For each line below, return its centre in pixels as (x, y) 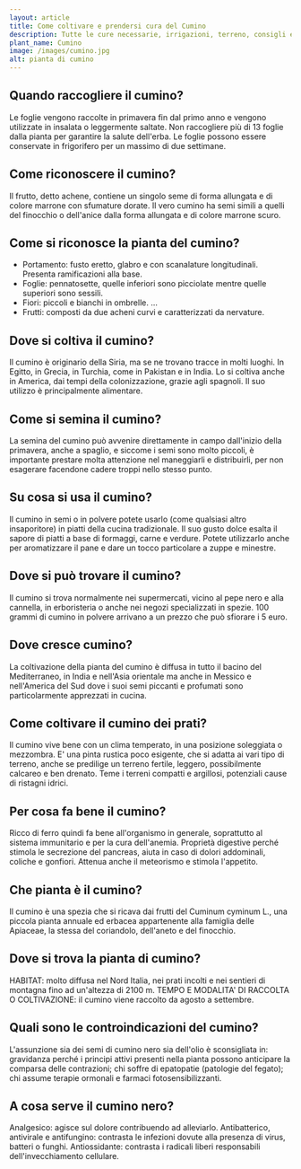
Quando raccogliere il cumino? (96, 96)
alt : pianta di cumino (52, 59)
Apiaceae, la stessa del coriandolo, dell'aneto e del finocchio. (122, 930)
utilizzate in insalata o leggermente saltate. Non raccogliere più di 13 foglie (146, 127)
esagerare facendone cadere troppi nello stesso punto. (111, 470)
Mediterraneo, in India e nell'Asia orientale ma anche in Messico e (131, 676)
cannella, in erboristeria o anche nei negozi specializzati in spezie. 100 (139, 607)
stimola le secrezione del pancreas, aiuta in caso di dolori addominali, (138, 852)
